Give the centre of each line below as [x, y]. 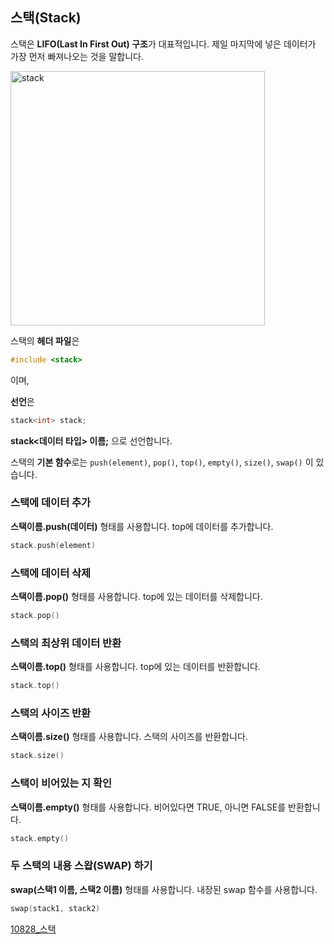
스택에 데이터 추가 [51, 503]
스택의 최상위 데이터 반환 [66, 643]
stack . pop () [35, 616]
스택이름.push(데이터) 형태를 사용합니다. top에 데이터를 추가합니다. [142, 526]
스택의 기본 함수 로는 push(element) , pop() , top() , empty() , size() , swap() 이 [162, 462]
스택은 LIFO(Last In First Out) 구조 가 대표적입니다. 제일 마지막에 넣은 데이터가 [163, 44]
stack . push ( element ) [53, 545]
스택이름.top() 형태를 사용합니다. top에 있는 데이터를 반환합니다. [135, 667]
